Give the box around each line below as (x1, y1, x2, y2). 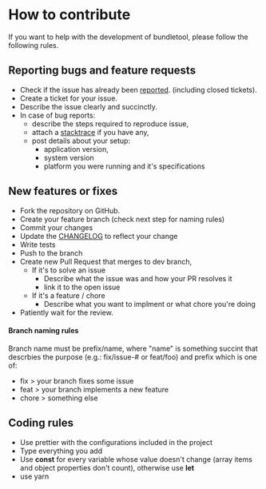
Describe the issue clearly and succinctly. (19, 101, 158, 111)
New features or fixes (8, 185, 118, 198)
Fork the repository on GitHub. (19, 205, 121, 215)
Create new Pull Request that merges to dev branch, (19, 256, 193, 266)
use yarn (19, 471, 50, 481)
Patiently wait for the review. (19, 308, 113, 317)
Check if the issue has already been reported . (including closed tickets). (19, 85, 257, 94)
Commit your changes (19, 222, 93, 233)
